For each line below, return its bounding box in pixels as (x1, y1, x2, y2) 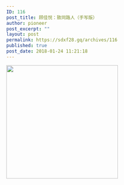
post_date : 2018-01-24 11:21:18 (6, 48, 88, 54)
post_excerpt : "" (6, 25, 50, 32)
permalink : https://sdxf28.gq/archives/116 (6, 37, 118, 43)
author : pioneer (6, 20, 47, 26)
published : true (6, 43, 47, 49)
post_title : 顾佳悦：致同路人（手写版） (6, 15, 98, 21)
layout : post (6, 31, 39, 37)
